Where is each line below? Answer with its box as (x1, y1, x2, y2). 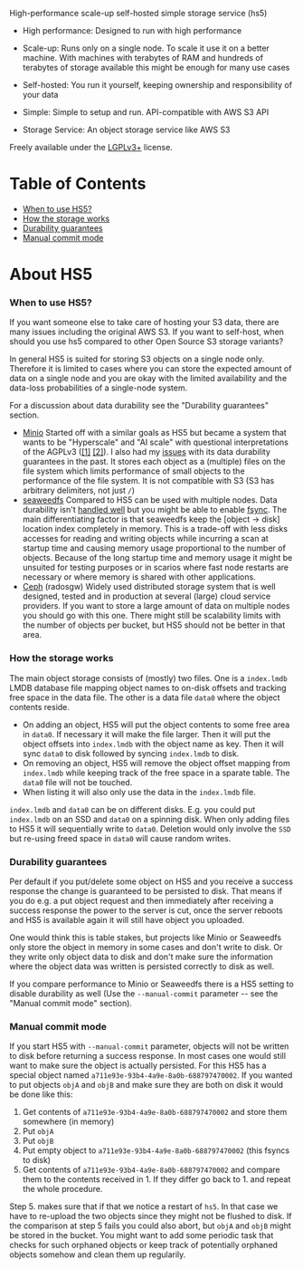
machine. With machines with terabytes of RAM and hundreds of (22, 53, 264, 62)
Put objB (22, 1136, 54, 1147)
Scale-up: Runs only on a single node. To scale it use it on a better (22, 43, 270, 53)
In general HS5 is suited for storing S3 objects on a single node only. (9, 353, 265, 365)
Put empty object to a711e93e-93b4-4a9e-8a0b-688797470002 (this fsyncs (22, 1145, 290, 1156)
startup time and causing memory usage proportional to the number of (22, 543, 287, 553)
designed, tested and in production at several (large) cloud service (22, 591, 271, 601)
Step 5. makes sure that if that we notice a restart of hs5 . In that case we (9, 1201, 279, 1212)
